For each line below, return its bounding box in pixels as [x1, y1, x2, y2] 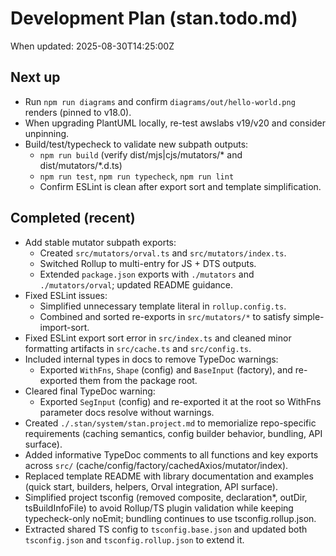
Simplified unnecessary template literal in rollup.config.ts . [39, 300, 287, 312]
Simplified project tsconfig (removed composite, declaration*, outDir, [24, 491, 308, 503]
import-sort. [39, 321, 90, 333]
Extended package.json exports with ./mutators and [39, 268, 255, 280]
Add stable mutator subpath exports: [24, 236, 177, 248]
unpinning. [24, 127, 70, 139]
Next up [10, 69, 61, 86]
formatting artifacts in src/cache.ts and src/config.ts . [24, 342, 252, 354]
